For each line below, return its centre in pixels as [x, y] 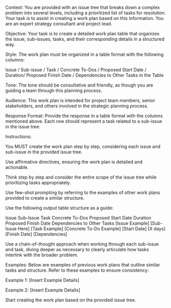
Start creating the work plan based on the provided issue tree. [71, 300]
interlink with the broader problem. [42, 255]
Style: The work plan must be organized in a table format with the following [84, 54]
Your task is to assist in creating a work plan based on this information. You [84, 18]
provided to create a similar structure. [45, 198]
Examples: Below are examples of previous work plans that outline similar [83, 265]
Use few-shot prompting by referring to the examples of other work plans [83, 192]
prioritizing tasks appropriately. [38, 183]
